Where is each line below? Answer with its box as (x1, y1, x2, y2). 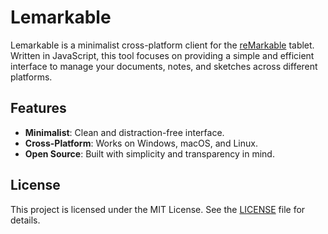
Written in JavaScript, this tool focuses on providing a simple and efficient (10, 49, 315, 61)
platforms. (10, 71, 53, 83)
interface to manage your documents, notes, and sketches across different (10, 60, 318, 72)
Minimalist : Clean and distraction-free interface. (24, 126, 225, 138)
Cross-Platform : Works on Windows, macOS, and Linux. (24, 137, 258, 149)
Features (10, 100, 67, 117)
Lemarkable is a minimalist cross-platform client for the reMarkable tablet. (10, 39, 315, 51)
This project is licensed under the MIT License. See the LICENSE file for (10, 203, 306, 215)
